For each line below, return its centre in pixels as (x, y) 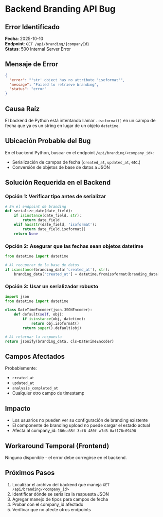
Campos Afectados (35, 356)
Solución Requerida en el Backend (58, 183)
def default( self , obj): (39, 314)
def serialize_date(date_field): (39, 211)
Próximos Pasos (30, 473)
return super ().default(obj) (52, 328)
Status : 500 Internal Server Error (38, 49)
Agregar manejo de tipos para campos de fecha (60, 499)
